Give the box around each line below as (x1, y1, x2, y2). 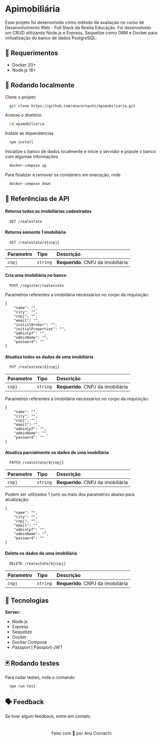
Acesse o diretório (5, 112, 42, 118)
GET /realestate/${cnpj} (9, 240, 60, 245)
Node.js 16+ (12, 67, 36, 73)
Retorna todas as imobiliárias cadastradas (5, 208, 92, 214)
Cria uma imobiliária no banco (5, 272, 67, 278)
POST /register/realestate (9, 283, 64, 288)
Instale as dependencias (5, 130, 54, 136)
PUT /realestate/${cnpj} (9, 365, 60, 370)
